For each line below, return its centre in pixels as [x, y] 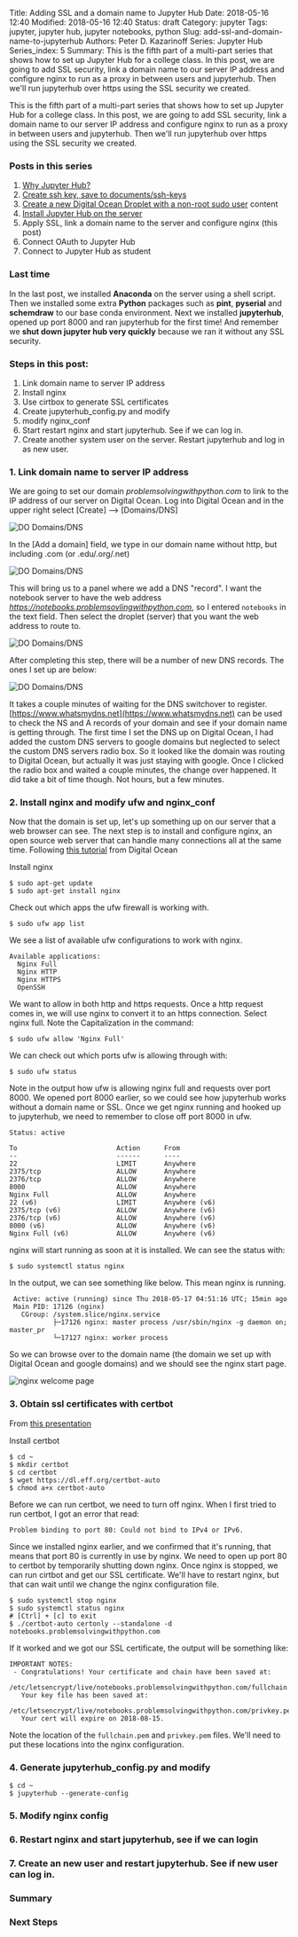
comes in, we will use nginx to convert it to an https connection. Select [138, 1014]
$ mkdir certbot [39, 1464]
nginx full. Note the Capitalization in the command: [102, 1023]
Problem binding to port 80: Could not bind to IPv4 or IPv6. [126, 1530]
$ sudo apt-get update [51, 883]
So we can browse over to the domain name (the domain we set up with [141, 1354]
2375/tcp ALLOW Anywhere [103, 1172]
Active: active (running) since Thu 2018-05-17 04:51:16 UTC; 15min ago [150, 1299]
